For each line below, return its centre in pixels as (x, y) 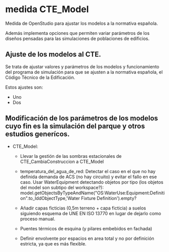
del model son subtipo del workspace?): (62, 187)
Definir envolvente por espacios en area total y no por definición (87, 238)
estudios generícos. (37, 134)
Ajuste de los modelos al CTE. (53, 54)
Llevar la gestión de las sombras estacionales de (71, 156)
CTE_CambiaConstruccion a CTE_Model (62, 161)
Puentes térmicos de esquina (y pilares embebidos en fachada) (86, 228)
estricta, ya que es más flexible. (53, 243)
